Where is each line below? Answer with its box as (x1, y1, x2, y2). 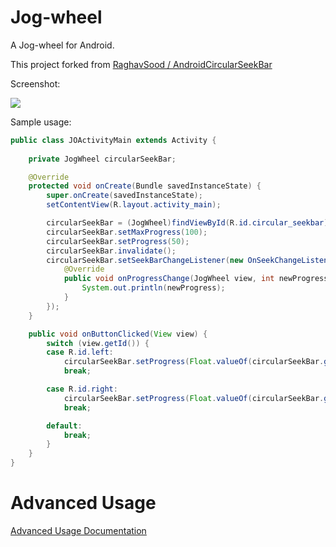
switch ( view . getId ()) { (46, 338, 150, 348)
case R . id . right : (46, 384, 118, 395)
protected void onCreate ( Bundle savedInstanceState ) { (28, 181, 262, 191)
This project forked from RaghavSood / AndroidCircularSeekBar (10, 58, 273, 70)
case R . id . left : (46, 347, 114, 358)
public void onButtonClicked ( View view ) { (28, 329, 208, 339)
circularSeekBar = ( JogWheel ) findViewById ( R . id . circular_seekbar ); (46, 218, 333, 228)
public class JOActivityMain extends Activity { (10, 135, 217, 145)
